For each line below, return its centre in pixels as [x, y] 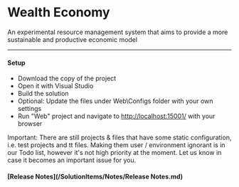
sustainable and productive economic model [72, 39]
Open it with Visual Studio [55, 86]
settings [30, 109]
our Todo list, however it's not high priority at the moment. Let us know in [115, 153]
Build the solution [43, 94]
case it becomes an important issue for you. [72, 160]
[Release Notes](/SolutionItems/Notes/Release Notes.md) [95, 176]
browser [30, 124]
